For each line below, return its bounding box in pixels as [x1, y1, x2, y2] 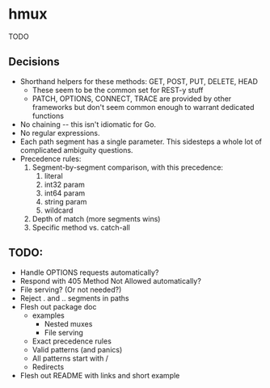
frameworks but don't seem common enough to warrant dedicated [32, 102, 255, 112]
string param [44, 196, 87, 206]
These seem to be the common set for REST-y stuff [32, 85, 204, 95]
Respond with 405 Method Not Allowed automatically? [19, 276, 202, 285]
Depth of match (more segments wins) [32, 213, 161, 223]
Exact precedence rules [32, 336, 112, 346]
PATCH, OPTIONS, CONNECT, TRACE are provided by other [32, 94, 232, 103]
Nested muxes [44, 318, 93, 328]
